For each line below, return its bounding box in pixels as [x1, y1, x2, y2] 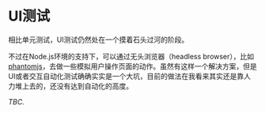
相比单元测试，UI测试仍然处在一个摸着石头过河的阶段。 [8, 35, 189, 44]
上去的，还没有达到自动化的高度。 [21, 81, 133, 91]
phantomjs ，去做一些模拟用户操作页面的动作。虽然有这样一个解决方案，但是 [8, 61, 257, 71]
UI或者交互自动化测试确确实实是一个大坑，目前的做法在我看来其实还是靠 [8, 71, 244, 81]
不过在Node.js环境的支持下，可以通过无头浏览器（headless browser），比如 [8, 51, 255, 61]
